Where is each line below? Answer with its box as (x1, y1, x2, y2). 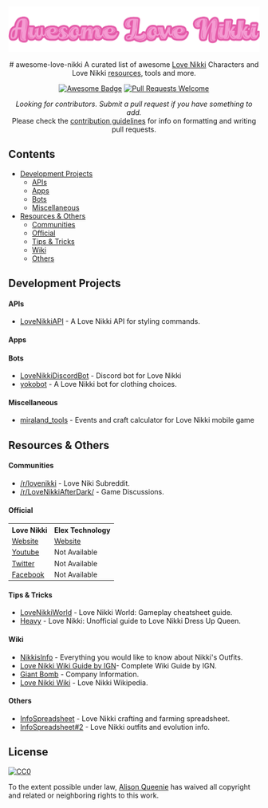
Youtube (11, 547, 40, 557)
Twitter (11, 558, 35, 568)
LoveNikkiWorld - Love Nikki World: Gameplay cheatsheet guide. (19, 608, 233, 617)
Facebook (11, 570, 45, 579)
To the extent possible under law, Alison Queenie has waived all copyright (8, 782, 251, 791)
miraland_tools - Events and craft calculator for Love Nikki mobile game (19, 416, 255, 425)
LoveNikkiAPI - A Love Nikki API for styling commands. (19, 317, 201, 326)
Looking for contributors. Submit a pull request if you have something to (15, 99, 253, 109)
